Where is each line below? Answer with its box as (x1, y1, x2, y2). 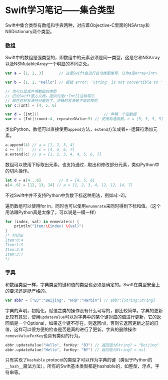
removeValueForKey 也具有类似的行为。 (5, 332, 83, 338)
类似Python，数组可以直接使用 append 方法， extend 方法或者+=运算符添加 (5, 126, 153, 132)
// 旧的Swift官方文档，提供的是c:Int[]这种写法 (5, 93, 95, 98)
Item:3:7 (5, 252, 23, 257)
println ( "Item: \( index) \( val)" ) (14, 224, 84, 229)
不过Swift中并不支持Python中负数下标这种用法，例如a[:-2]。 (5, 192, 129, 198)
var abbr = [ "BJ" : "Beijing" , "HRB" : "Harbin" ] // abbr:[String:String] (5, 298, 155, 303)
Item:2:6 (5, 247, 23, 252)
